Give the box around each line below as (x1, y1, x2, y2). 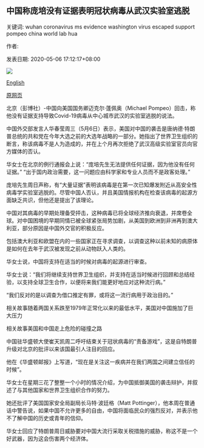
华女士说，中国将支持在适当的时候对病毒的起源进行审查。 (6, 258, 150, 265)
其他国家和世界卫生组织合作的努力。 (22, 386, 113, 393)
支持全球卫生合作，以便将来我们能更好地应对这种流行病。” (22, 278, 166, 286)
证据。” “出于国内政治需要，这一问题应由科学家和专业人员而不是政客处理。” (6, 168, 191, 175)
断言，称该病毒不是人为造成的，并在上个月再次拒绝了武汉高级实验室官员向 (6, 140, 192, 147)
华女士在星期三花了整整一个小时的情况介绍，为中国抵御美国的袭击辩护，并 (6, 379, 192, 386)
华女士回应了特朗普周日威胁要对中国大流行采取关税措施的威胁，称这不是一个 (6, 427, 198, 435)
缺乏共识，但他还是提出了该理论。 (11, 196, 97, 204)
